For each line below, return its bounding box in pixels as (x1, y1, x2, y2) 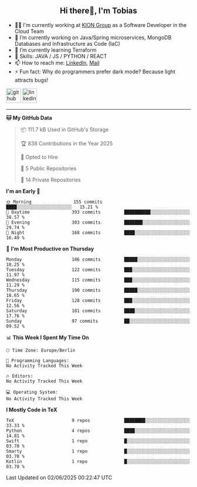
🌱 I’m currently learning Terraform (14, 46, 97, 53)
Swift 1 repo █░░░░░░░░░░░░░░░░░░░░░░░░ (6, 438, 191, 444)
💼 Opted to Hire (20, 153, 59, 160)
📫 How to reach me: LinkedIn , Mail (14, 59, 100, 66)
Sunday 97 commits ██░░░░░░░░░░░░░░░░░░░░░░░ (6, 318, 191, 324)
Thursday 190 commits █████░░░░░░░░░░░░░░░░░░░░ (6, 287, 191, 293)
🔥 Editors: (6, 373, 33, 379)
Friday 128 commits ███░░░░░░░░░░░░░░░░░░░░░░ (6, 297, 191, 303)
